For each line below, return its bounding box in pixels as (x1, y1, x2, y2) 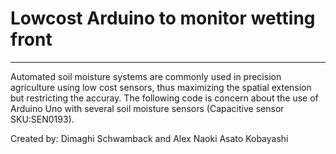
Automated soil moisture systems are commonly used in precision (10, 70, 282, 82)
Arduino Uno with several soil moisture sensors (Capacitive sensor (10, 102, 285, 114)
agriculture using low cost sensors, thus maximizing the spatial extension (10, 81, 312, 93)
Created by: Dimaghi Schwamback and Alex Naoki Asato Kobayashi (10, 132, 289, 144)
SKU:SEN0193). (10, 113, 75, 125)
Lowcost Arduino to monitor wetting (10, 7, 316, 30)
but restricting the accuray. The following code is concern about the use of (10, 92, 319, 104)
